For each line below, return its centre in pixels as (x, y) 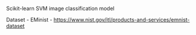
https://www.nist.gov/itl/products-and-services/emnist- (122, 20)
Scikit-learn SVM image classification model (60, 8)
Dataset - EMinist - (29, 20)
